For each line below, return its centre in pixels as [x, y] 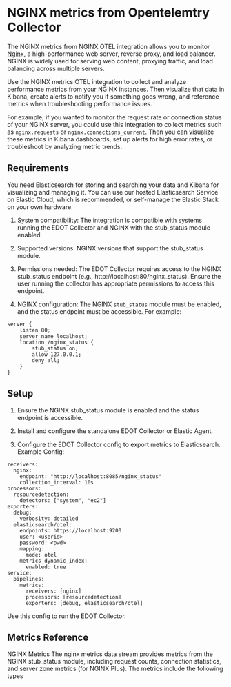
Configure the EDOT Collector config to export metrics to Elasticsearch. [119, 444]
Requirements [38, 168]
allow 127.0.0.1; [57, 354]
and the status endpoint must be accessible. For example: [99, 311]
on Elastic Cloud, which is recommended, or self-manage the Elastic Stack [113, 199]
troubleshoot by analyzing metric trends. [65, 146]
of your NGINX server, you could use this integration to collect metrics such [114, 124]
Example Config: [41, 451]
